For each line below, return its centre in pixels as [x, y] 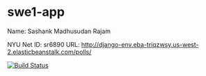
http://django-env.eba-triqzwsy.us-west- [140, 44]
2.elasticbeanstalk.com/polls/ [49, 52]
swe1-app [36, 12]
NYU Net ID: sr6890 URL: [43, 44]
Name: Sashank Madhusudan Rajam [59, 31]
